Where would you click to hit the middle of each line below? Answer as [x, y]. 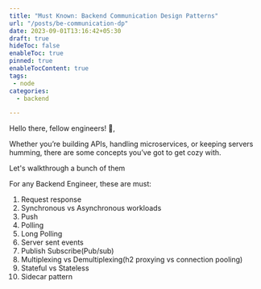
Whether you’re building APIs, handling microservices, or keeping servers [131, 144]
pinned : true [31, 61]
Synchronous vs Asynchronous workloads [91, 208]
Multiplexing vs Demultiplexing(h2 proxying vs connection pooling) [132, 260]
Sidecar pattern [47, 277]
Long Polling [41, 234]
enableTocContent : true [49, 69]
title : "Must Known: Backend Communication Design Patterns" [114, 16]
